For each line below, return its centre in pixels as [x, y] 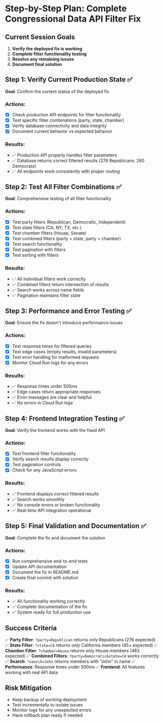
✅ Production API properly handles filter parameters [64, 155]
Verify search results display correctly [50, 459]
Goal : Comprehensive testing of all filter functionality [58, 199]
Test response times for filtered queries [52, 346]
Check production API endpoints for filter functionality [66, 115]
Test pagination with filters [39, 249]
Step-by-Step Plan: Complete [66, 9]
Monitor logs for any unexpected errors [51, 710]
